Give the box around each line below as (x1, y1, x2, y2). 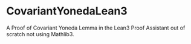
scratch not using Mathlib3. (6, 30, 74, 37)
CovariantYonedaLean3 (6, 4, 128, 18)
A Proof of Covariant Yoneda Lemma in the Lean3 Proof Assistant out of (6, 24, 186, 31)
